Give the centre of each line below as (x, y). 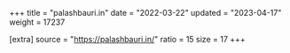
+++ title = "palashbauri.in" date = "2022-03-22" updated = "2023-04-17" (145, 13)
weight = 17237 (37, 22)
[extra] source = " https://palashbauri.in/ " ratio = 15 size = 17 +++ (127, 39)
